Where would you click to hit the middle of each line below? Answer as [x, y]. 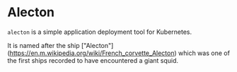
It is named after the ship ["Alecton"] [60, 45]
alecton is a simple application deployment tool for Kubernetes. [100, 32]
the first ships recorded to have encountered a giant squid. [93, 60]
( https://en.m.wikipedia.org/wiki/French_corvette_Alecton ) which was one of [118, 53]
